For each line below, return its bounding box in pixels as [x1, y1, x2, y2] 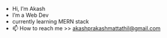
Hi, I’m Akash [12, 5, 46, 12]
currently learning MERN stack [12, 18, 90, 25]
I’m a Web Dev [12, 11, 49, 19]
